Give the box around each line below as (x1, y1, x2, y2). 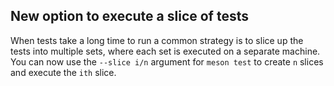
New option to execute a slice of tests (10, 8, 249, 25)
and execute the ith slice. (10, 66, 117, 78)
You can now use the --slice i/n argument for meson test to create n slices (10, 55, 324, 68)
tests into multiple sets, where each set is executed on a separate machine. (10, 45, 321, 57)
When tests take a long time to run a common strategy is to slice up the (10, 34, 304, 46)
